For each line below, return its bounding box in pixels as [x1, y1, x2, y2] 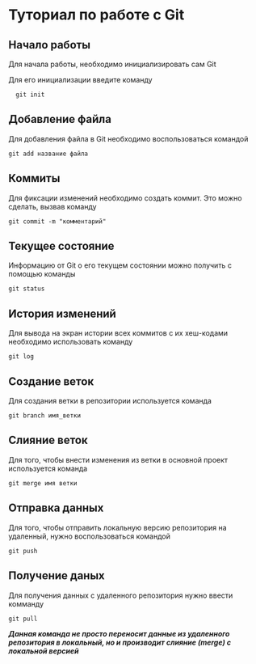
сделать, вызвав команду [8, 201, 97, 211]
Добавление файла [8, 112, 111, 126]
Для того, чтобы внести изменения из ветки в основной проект [8, 455, 229, 464]
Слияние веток [8, 434, 88, 447]
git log [8, 353, 35, 361]
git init [15, 91, 45, 99]
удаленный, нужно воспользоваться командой [8, 531, 171, 541]
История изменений [8, 307, 117, 320]
